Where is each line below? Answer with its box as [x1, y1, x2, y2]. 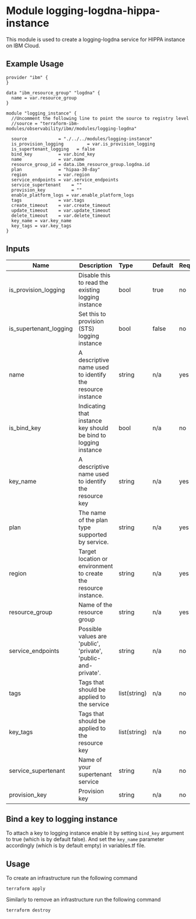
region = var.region [11, 171, 90, 178]
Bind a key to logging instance [6, 814, 118, 824]
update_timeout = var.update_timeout [11, 208, 111, 213]
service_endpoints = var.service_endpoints [11, 177, 118, 182]
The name [78, 509, 106, 517]
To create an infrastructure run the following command [6, 875, 138, 882]
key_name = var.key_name [11, 217, 72, 223]
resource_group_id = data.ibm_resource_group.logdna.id [11, 161, 150, 167]
